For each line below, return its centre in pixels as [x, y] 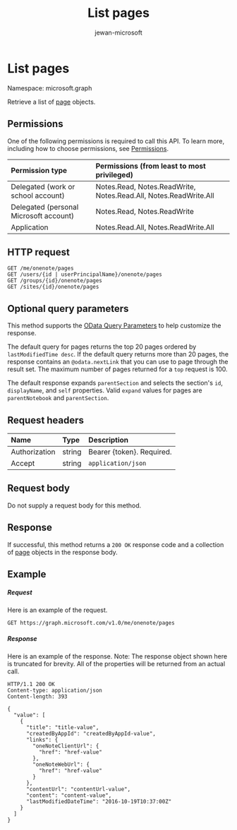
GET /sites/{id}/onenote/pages [53, 287]
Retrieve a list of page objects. [51, 102]
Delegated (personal [45, 207]
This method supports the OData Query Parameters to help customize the [114, 325]
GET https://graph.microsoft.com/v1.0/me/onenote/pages [91, 622]
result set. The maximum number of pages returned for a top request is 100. [117, 369]
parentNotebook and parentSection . [58, 398]
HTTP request [39, 252]
